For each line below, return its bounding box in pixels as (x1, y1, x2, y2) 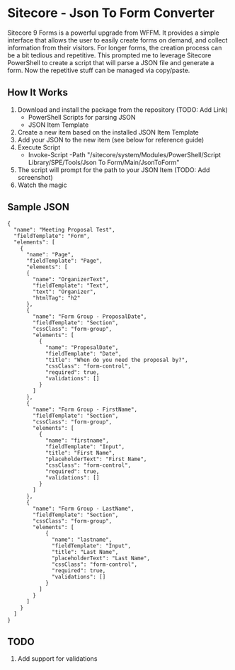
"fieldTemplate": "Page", (25, 257, 103, 264)
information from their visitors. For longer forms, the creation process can (7, 43, 222, 52)
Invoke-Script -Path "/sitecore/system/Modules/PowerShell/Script (28, 150, 222, 159)
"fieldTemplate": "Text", (33, 282, 110, 289)
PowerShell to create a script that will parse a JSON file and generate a (7, 58, 214, 67)
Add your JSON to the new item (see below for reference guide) (17, 135, 205, 144)
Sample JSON (7, 201, 69, 213)
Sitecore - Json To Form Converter (7, 5, 214, 21)
